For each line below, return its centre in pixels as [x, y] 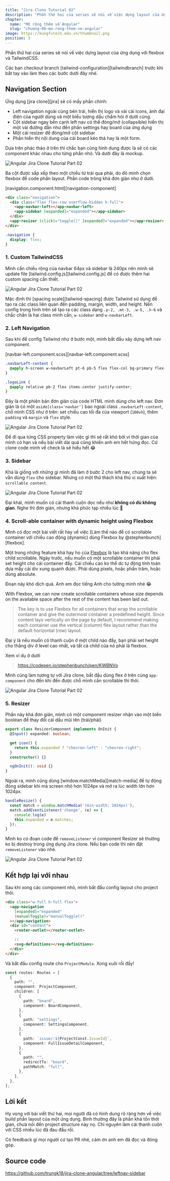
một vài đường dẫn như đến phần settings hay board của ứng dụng [82, 127]
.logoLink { [18, 382]
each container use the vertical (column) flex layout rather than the [87, 625]
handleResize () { [24, 801]
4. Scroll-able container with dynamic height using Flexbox [79, 521]
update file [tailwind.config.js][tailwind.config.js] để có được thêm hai [78, 274]
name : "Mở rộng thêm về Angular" [45, 24]
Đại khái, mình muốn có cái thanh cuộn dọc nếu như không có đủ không [81, 502]
